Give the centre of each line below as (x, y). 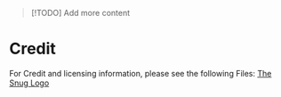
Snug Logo (29, 83)
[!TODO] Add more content (80, 13)
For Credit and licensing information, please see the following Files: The (140, 73)
